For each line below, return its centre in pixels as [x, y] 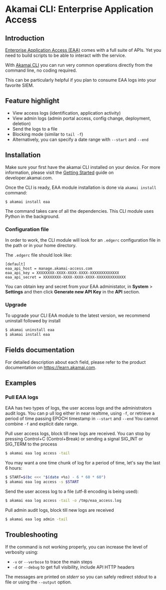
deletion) [21, 124]
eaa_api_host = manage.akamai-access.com [49, 268]
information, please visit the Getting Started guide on [59, 172]
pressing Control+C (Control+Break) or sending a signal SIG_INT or [74, 439]
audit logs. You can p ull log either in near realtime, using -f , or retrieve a [80, 413]
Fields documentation [40, 350]
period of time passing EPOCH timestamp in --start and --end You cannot [82, 419]
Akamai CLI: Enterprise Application [79, 9]
